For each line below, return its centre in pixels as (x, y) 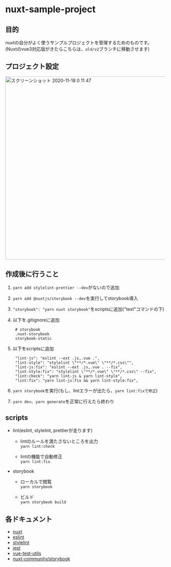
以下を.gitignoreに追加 (36, 320)
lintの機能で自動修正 (41, 456)
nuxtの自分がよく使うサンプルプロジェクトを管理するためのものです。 (79, 43)
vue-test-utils (27, 553)
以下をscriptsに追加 (33, 348)
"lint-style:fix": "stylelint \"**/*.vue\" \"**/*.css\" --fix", (86, 371)
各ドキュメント (29, 519)
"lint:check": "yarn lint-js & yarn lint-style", (69, 376)
